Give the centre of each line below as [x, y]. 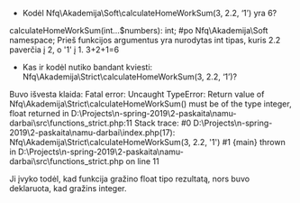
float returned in [39, 113]
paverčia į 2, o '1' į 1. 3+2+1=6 [64, 50]
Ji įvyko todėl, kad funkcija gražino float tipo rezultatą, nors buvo [130, 179]
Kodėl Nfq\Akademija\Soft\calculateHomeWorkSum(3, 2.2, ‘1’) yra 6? [150, 13]
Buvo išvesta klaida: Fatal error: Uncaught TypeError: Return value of [137, 94]
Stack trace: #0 [163, 123]
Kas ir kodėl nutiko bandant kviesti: [87, 67]
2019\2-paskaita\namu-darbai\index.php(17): [92, 133]
